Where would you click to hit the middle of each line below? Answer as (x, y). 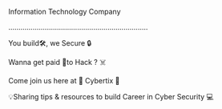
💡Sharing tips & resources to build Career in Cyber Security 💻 (111, 97)
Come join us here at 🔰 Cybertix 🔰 (64, 81)
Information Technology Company (65, 12)
